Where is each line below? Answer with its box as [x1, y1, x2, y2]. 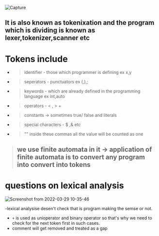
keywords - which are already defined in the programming [24, 88, 141, 94]
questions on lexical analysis [5, 180, 124, 191]
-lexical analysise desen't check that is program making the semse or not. [5, 205, 153, 211]
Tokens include [5, 54, 68, 64]
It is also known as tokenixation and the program [5, 18, 155, 27]
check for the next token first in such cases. [12, 220, 100, 226]
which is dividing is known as [5, 26, 95, 35]
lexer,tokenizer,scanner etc [5, 34, 90, 42]
